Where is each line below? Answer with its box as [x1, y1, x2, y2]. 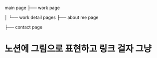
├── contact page [4, 24, 43, 30]
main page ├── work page [4, 5, 60, 10]
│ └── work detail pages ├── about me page [4, 14, 99, 20]
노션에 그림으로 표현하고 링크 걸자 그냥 [4, 43, 152, 54]
